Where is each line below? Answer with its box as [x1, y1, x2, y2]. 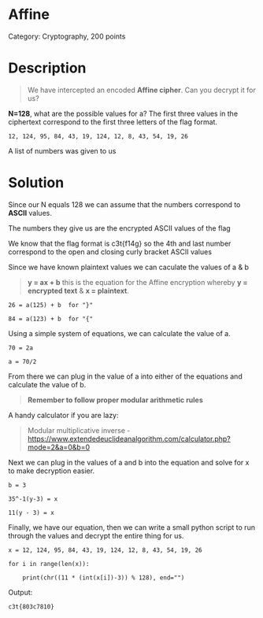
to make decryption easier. [8, 466, 95, 476]
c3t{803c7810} [8, 602, 55, 611]
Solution [8, 174, 65, 192]
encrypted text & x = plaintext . [27, 286, 130, 295]
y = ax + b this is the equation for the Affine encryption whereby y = [27, 277, 248, 287]
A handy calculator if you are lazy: [8, 410, 120, 420]
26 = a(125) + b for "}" [8, 301, 93, 309]
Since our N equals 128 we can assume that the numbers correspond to [8, 199, 241, 209]
